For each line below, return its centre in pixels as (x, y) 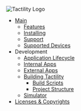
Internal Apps (40, 64)
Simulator (35, 95)
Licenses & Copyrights (42, 102)
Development (31, 52)
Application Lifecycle (49, 58)
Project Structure (53, 89)
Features (34, 27)
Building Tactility (43, 77)
